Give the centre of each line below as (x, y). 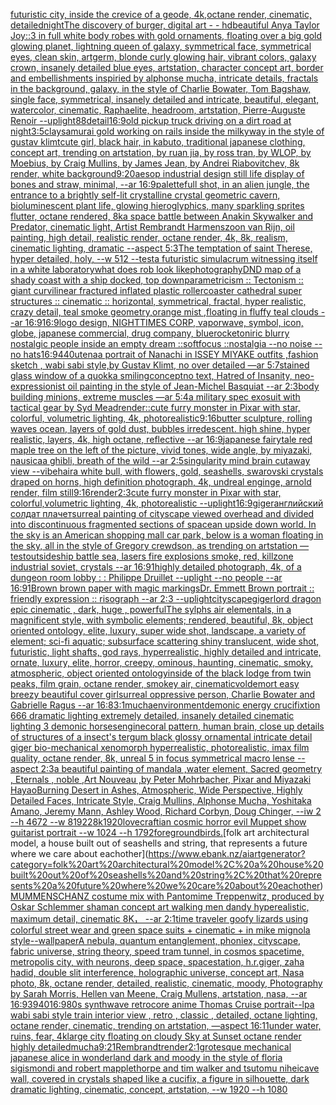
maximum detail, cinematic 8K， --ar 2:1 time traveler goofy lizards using (159, 918)
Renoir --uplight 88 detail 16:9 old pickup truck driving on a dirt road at (151, 120)
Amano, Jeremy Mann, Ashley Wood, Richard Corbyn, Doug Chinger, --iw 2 (166, 811)
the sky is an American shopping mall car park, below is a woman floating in (167, 535)
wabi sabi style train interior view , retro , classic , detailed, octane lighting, (164, 1015)
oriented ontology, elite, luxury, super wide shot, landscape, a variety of (158, 630)
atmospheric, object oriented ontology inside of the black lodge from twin (161, 673)
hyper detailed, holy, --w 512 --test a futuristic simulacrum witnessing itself (164, 258)
